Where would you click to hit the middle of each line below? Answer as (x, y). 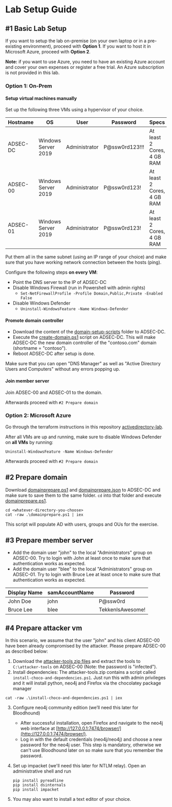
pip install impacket (36, 790)
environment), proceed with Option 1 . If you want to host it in (87, 46)
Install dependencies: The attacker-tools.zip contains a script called (84, 672)
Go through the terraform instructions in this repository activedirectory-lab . (84, 427)
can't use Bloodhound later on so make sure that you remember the (92, 750)
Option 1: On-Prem (29, 86)
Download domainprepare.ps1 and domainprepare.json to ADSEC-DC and (83, 490)
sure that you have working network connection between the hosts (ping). (83, 262)
